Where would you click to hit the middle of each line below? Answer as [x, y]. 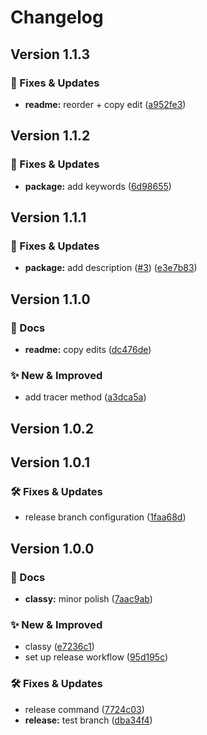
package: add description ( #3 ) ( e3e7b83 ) [111, 268]
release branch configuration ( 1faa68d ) [105, 517]
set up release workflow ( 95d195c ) [96, 657]
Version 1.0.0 [52, 548]
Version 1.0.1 [50, 462]
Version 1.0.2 [52, 428]
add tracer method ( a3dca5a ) [85, 397]
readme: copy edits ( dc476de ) [88, 349]
